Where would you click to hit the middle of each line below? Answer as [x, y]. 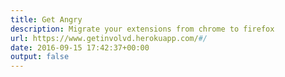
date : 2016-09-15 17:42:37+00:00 [80, 47]
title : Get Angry [46, 19]
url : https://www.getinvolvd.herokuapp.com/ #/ [109, 38]
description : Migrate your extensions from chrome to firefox [142, 29]
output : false [40, 57]
